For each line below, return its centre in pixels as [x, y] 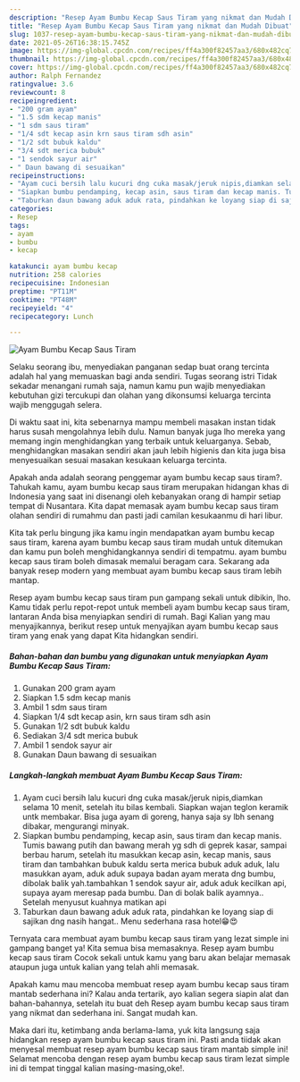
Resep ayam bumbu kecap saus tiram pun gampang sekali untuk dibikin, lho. [150, 598]
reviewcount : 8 [37, 92]
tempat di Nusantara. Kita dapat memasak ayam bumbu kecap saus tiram [144, 506]
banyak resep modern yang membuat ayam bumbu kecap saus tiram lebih [146, 571]
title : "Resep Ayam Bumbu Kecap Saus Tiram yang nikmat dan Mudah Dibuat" [151, 26]
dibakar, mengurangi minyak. [75, 826]
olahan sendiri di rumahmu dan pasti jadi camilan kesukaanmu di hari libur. [146, 516]
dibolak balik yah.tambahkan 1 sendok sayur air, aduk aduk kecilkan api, [154, 883]
